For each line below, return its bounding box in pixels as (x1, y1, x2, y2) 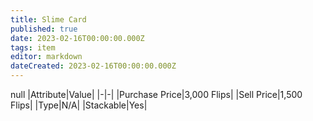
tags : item (10, 42, 56, 53)
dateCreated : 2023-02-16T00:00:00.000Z (10, 61, 177, 71)
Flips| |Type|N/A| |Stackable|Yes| (10, 99, 148, 111)
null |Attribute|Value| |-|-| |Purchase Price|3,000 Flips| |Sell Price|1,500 (10, 89, 303, 100)
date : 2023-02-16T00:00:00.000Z (10, 33, 145, 43)
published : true (10, 24, 78, 34)
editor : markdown (10, 52, 83, 62)
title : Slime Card (10, 14, 87, 25)
